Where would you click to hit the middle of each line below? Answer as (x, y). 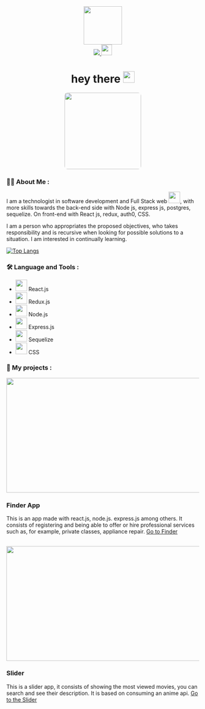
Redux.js (39, 302)
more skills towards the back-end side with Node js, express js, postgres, (99, 208)
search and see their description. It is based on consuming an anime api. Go (102, 693)
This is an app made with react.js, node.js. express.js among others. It (94, 519)
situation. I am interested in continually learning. (67, 239)
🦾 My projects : (29, 368)
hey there (96, 79)
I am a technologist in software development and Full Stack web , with (100, 201)
